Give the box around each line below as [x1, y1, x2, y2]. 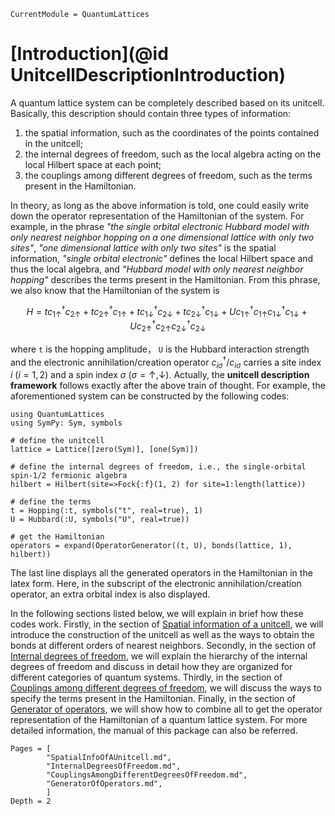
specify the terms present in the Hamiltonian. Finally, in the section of [10, 693, 297, 705]
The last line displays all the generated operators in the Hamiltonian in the [10, 567, 313, 579]
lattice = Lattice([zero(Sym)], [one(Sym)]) [10, 445, 199, 455]
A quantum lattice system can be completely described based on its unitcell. [10, 96, 325, 109]
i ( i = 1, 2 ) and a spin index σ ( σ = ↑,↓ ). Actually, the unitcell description [10, 369, 310, 381]
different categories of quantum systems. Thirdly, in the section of [10, 671, 283, 684]
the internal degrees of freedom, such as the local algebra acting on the [24, 148, 322, 160]
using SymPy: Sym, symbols [10, 418, 123, 429]
